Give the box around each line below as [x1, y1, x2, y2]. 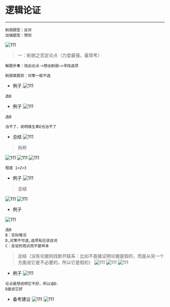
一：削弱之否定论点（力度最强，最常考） [17, 52, 102, 58]
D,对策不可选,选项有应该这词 [5, 238, 58, 243]
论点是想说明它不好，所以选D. [5, 281, 59, 286]
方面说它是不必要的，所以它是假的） [17, 259, 94, 265]
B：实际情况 [5, 232, 27, 237]
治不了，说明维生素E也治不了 [5, 124, 57, 129]
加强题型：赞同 [5, 32, 32, 38]
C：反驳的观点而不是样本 [5, 243, 49, 249]
